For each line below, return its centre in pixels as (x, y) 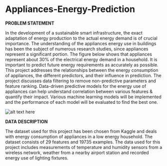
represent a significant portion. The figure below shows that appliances (79, 54)
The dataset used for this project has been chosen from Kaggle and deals (81, 131)
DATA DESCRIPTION (26, 121)
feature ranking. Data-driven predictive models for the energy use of (76, 86)
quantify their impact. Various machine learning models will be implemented (83, 97)
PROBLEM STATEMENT (30, 23)
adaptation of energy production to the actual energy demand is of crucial (81, 38)
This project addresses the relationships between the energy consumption (82, 70)
